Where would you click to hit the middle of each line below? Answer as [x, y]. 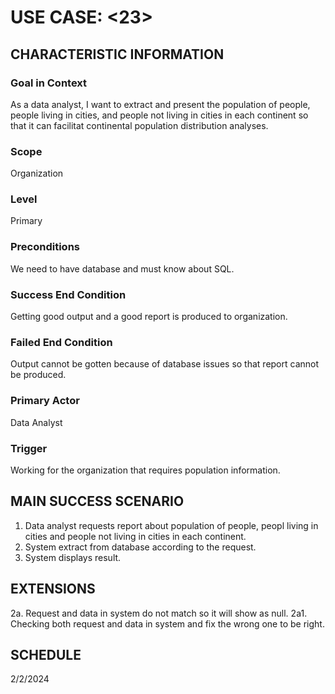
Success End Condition [68, 294]
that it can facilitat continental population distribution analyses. [139, 125]
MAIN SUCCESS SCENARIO [97, 501]
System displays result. [73, 557]
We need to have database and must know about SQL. [122, 268]
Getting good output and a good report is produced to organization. [149, 317]
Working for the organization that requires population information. [145, 470]
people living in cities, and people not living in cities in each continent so [159, 115]
